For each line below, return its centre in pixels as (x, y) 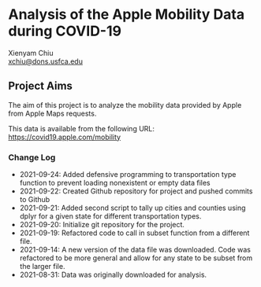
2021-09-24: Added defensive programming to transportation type (128, 175)
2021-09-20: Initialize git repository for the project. (102, 225)
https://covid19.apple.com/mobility (64, 137)
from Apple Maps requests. (52, 113)
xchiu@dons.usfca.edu (45, 61)
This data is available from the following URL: (82, 128)
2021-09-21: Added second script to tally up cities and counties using (132, 208)
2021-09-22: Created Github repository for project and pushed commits (136, 191)
